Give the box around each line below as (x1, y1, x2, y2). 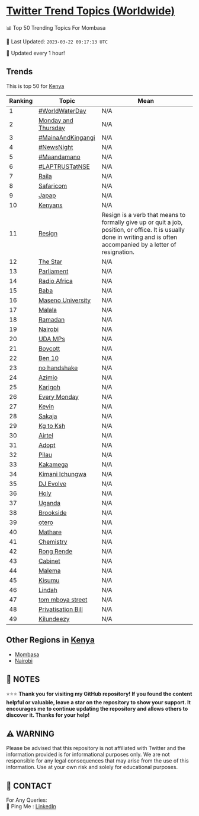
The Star (38, 257, 63, 266)
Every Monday (38, 392, 79, 401)
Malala (38, 305, 57, 314)
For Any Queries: (6, 796, 47, 804)
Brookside (38, 508, 67, 516)
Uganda (38, 499, 61, 507)
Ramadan (38, 315, 65, 323)
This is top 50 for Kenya (6, 82, 65, 90)
